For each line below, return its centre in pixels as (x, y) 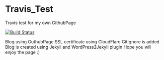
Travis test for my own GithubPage (41, 23)
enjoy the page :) (23, 52)
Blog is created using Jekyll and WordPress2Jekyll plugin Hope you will (78, 47)
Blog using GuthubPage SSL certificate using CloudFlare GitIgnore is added (82, 42)
